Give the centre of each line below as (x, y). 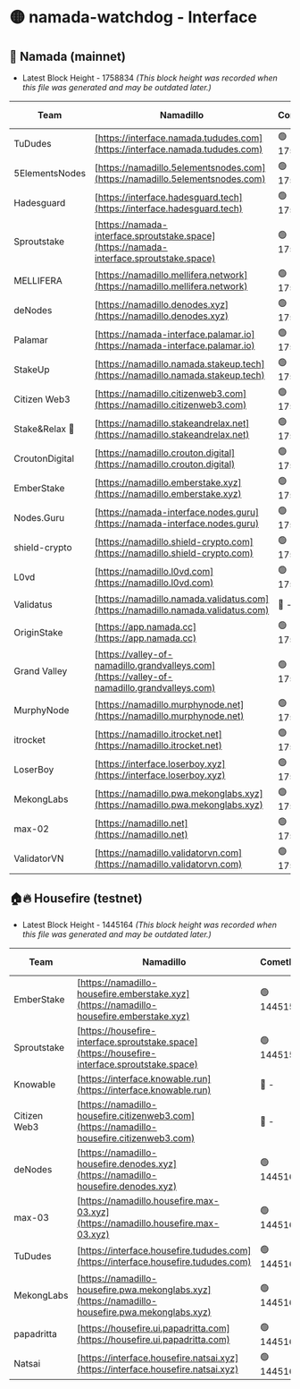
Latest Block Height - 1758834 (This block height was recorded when (150, 78)
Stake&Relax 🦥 (44, 429)
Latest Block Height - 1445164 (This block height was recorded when (150, 925)
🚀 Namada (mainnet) (68, 56)
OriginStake (38, 632)
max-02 (31, 829)
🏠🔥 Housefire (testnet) (76, 899)
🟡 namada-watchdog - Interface (133, 17)
